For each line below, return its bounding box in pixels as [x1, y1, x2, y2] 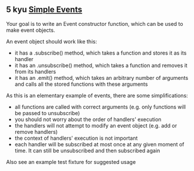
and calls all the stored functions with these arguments [14, 81, 149, 88]
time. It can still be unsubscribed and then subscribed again [14, 147, 160, 154]
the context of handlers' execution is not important [14, 135, 138, 142]
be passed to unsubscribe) [14, 109, 80, 116]
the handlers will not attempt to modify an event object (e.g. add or [14, 122, 177, 129]
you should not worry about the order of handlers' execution [14, 116, 162, 123]
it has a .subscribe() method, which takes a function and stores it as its [14, 49, 187, 56]
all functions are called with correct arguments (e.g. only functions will [14, 103, 186, 110]
